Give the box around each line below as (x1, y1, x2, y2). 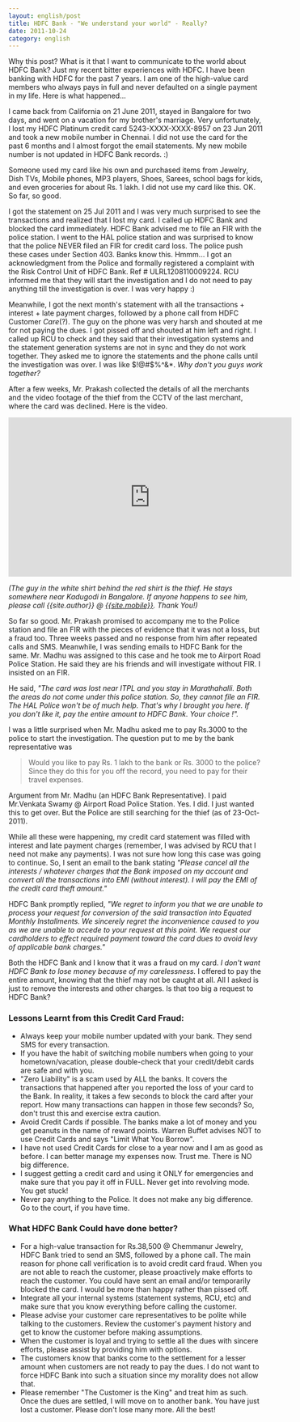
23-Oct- (232, 808, 260, 818)
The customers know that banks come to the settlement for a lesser (19, 1352, 247, 1363)
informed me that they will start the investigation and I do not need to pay (8, 276, 252, 286)
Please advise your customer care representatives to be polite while (19, 1310, 247, 1319)
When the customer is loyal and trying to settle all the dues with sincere (19, 1335, 259, 1345)
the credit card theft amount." (8, 883, 108, 894)
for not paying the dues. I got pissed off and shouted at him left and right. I (8, 325, 256, 336)
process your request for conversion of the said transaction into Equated (8, 908, 252, 918)
